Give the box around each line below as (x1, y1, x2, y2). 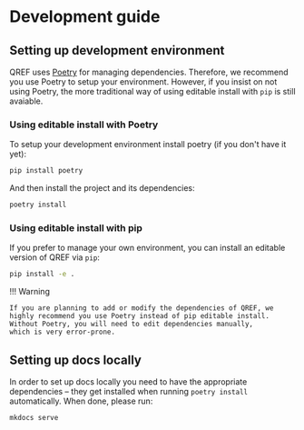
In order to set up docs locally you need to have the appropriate (9, 376, 248, 387)
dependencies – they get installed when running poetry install (9, 386, 249, 397)
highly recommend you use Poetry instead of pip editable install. (9, 312, 270, 321)
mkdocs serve (9, 414, 59, 423)
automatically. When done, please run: (9, 395, 153, 406)
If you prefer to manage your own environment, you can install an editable (9, 243, 286, 254)
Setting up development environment (9, 43, 225, 58)
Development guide (9, 6, 161, 27)
